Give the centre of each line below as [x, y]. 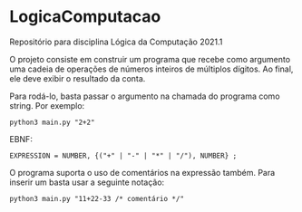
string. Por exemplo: [47, 105]
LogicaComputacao [85, 17]
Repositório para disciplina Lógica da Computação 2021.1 [116, 42]
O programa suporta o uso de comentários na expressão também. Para [142, 172]
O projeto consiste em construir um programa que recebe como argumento [150, 59]
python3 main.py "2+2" [52, 122]
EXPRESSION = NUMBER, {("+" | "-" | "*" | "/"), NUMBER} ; [123, 156]
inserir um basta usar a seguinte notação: [87, 182]
